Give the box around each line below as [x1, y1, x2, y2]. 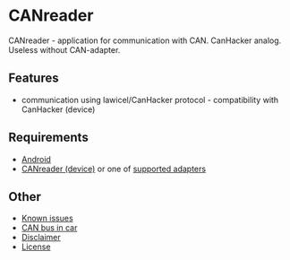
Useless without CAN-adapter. [8, 44, 121, 55]
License [21, 241, 51, 252]
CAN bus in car [21, 222, 78, 233]
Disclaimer [21, 232, 62, 243]
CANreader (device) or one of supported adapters [21, 163, 207, 174]
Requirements [8, 130, 89, 145]
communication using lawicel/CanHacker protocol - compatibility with [21, 94, 279, 105]
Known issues [21, 212, 73, 224]
